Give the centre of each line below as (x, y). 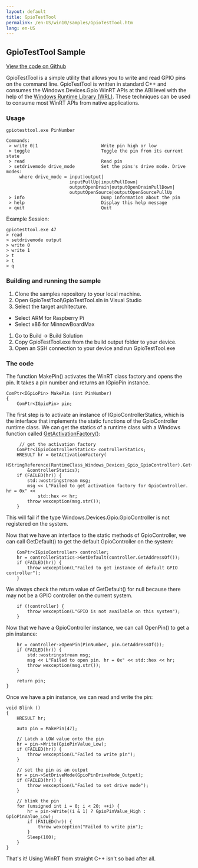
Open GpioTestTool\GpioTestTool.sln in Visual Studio (78, 300)
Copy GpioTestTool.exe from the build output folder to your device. (95, 342)
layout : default (26, 12)
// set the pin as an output (52, 770)
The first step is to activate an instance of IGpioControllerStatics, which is (95, 414)
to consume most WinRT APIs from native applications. (73, 103)
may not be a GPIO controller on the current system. (69, 595)
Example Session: (28, 219)
